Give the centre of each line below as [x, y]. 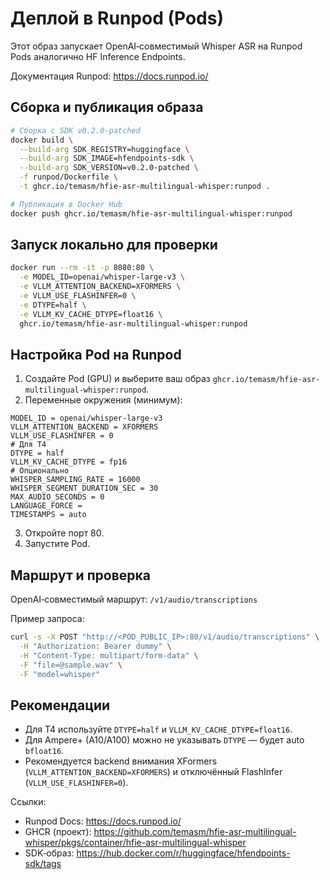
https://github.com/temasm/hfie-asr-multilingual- [195, 832]
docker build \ [42, 140]
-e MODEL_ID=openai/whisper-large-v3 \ [102, 277]
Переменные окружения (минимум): [103, 400]
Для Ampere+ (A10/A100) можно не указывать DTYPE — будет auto [164, 740]
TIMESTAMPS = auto [48, 515]
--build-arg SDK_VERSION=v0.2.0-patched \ [109, 168]
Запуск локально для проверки [114, 245]
